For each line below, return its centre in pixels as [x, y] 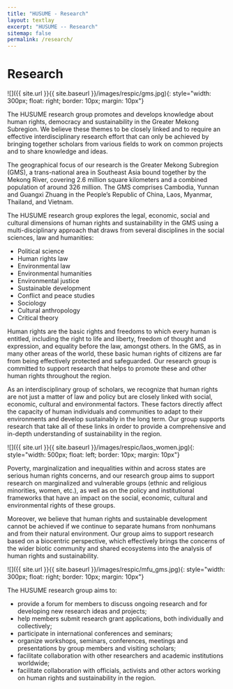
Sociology [32, 303]
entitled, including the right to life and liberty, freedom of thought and [107, 339]
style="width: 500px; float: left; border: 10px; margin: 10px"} [93, 455]
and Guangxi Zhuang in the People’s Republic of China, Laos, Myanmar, [110, 195]
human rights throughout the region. [59, 376]
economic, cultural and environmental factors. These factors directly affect [115, 404]
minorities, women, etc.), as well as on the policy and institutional [101, 491]
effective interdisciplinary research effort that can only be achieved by [108, 137]
